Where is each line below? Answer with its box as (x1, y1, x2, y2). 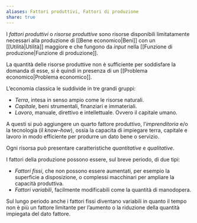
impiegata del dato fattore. (6, 210, 71, 217)
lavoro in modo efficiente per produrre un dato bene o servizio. (6, 132, 160, 140)
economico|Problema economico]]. (6, 73, 92, 80)
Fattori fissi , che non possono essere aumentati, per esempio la (14, 167, 170, 174)
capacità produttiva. (14, 180, 64, 187)
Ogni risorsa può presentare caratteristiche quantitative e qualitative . (6, 144, 175, 151)
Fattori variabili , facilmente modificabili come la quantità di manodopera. (14, 186, 192, 193)
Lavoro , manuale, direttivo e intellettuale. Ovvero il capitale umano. (14, 109, 177, 116)
